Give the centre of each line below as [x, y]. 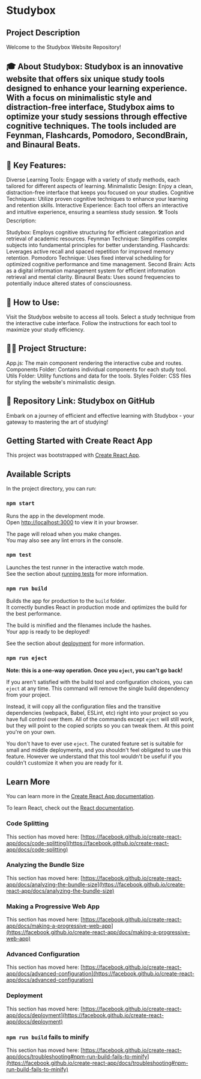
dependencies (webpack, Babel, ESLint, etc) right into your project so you [97, 713]
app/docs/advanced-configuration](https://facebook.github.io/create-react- [100, 974]
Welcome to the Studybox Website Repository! [64, 47]
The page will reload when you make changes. [64, 534]
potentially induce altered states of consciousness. [69, 284]
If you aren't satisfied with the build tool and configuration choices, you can [100, 682]
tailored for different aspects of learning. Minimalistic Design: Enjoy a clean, [100, 186]
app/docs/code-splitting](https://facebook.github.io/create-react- [88, 843]
